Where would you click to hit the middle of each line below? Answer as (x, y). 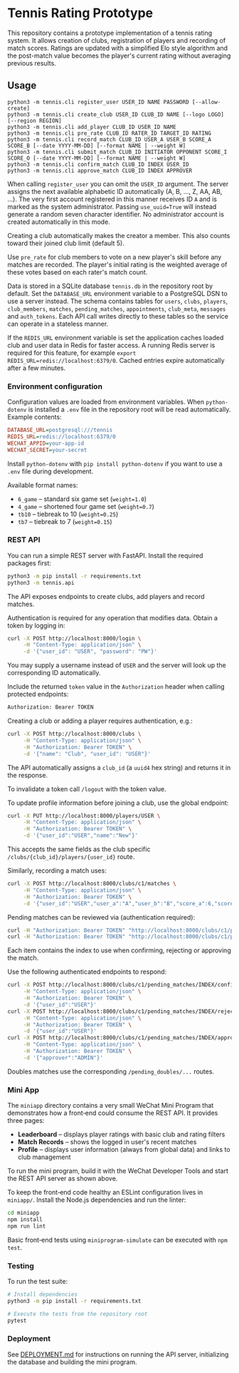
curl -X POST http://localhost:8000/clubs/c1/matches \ (92, 884)
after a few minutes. (37, 368)
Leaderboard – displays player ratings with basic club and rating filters (121, 1134)
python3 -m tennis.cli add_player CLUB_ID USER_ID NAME (92, 127)
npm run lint (27, 1226)
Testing (21, 1265)
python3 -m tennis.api (41, 582)
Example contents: (34, 417)
